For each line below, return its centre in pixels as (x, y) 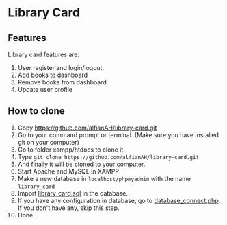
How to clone (36, 111)
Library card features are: (44, 54)
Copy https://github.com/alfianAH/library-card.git (87, 128)
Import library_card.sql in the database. (73, 193)
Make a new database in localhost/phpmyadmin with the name (104, 178)
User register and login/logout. (61, 68)
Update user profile (45, 90)
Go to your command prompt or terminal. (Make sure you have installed (118, 134)
